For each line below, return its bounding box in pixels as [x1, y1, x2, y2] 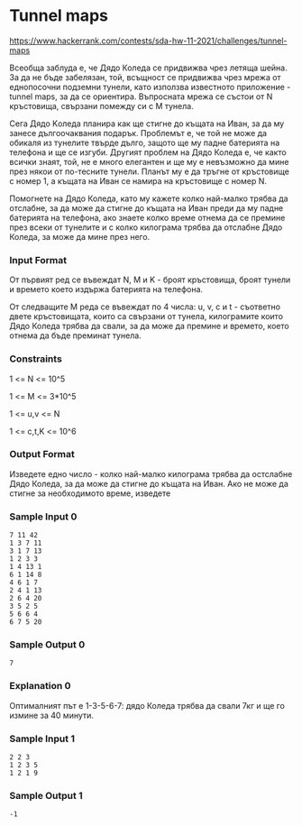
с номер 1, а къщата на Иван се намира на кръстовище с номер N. [9, 175, 268, 186]
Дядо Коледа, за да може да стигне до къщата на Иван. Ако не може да [9, 478, 288, 489]
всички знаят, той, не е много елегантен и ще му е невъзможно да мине [9, 156, 289, 167]
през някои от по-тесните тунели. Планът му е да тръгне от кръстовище [9, 166, 290, 177]
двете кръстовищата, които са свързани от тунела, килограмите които [9, 311, 284, 322]
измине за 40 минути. [9, 710, 95, 720]
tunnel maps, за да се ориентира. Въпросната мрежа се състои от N [9, 91, 273, 102]
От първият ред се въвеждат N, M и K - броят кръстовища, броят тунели [9, 274, 291, 285]
